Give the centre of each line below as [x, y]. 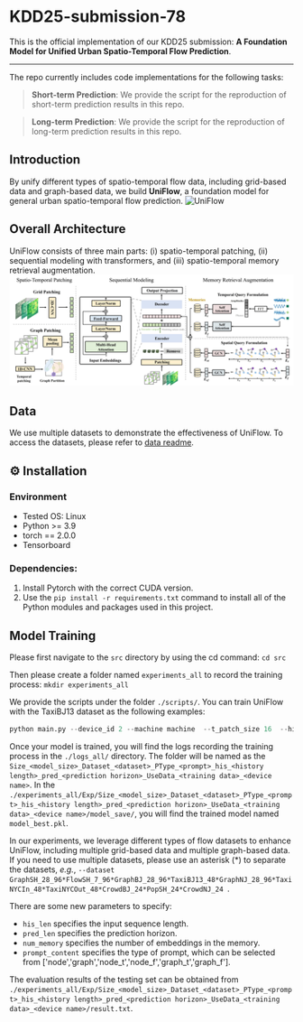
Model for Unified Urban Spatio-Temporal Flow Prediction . [120, 51]
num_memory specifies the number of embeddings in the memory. [141, 943]
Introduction [45, 160]
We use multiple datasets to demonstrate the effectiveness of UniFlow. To [147, 433]
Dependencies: [44, 568]
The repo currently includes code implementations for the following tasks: [147, 77]
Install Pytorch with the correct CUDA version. [108, 588]
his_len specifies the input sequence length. [106, 924]
